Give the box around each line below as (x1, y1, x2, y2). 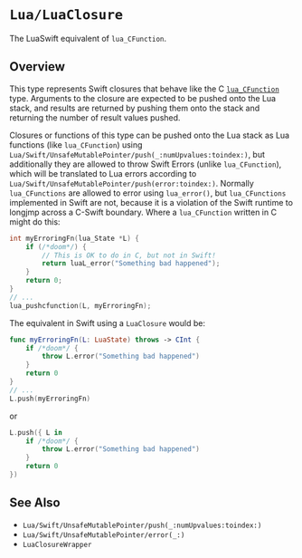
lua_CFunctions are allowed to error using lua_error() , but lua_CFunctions (9, 188, 287, 198)
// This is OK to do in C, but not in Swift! (42, 251, 217, 260)
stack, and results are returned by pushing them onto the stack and (9, 102, 260, 113)
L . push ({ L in (9, 428, 63, 437)
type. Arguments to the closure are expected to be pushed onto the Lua (9, 92, 277, 103)
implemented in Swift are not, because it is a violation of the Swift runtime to (9, 197, 294, 207)
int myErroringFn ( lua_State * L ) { (9, 234, 140, 243)
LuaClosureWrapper (22, 540, 92, 549)
